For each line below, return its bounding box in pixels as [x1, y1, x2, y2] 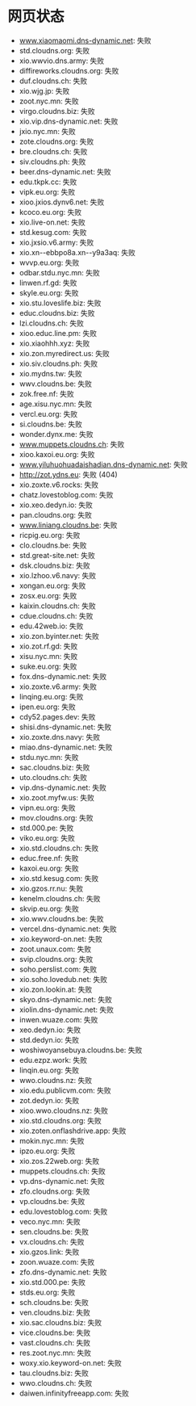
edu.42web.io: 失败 [19, 621, 84, 631]
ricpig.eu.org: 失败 [19, 530, 81, 539]
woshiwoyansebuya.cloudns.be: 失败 [19, 1045, 143, 1055]
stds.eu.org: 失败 [19, 1287, 76, 1297]
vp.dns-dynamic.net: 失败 [19, 1176, 106, 1186]
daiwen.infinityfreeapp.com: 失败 [19, 1388, 130, 1398]
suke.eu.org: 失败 [19, 661, 77, 671]
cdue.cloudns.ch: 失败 [19, 611, 94, 620]
